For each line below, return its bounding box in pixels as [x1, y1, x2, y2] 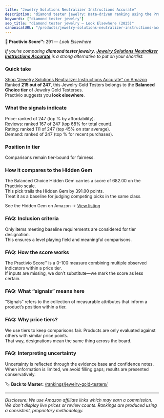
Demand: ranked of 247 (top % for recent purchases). [5, 131, 114, 137]
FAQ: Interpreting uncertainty [5, 350, 77, 357]
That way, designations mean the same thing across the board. [5, 338, 132, 344]
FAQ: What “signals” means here [5, 287, 85, 294]
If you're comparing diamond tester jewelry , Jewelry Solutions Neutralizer [5, 48, 158, 54]
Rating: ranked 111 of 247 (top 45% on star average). [5, 126, 111, 132]
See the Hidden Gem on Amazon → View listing [5, 203, 101, 209]
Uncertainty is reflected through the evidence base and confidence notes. [5, 361, 154, 367]
